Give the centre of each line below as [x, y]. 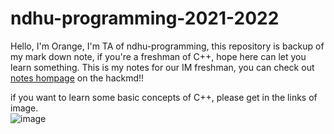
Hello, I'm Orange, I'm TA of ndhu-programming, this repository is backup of [167, 46]
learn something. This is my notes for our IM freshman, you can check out [162, 67]
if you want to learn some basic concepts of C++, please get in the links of [164, 97]
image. [24, 108]
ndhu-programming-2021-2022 [145, 18]
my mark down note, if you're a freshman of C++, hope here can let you [158, 56]
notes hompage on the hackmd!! [77, 78]
